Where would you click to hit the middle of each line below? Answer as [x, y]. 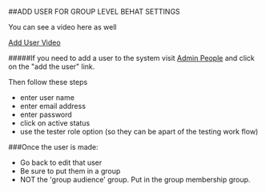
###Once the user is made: [53, 147]
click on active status [55, 123]
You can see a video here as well [62, 27]
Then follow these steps [48, 82]
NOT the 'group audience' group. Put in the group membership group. [135, 180]
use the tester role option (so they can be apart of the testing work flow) [139, 132]
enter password [46, 114]
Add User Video [35, 42]
